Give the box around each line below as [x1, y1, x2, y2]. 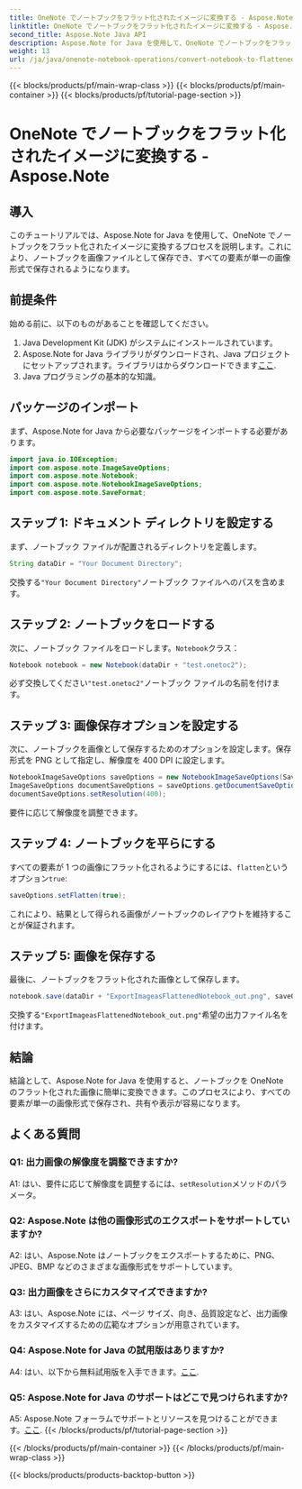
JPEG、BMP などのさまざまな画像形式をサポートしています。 [9, 1261, 237, 1272]
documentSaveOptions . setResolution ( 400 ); [9, 790, 167, 799]
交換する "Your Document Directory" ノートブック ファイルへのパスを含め [9, 576, 278, 587]
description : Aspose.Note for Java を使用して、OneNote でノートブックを [9, 38, 272, 48]
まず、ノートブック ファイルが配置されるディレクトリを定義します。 [9, 541, 262, 552]
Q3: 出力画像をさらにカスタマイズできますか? [9, 1285, 209, 1298]
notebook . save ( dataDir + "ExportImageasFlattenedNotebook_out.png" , [9, 992, 271, 1001]
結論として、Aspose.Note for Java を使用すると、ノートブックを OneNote [9, 1075, 284, 1086]
